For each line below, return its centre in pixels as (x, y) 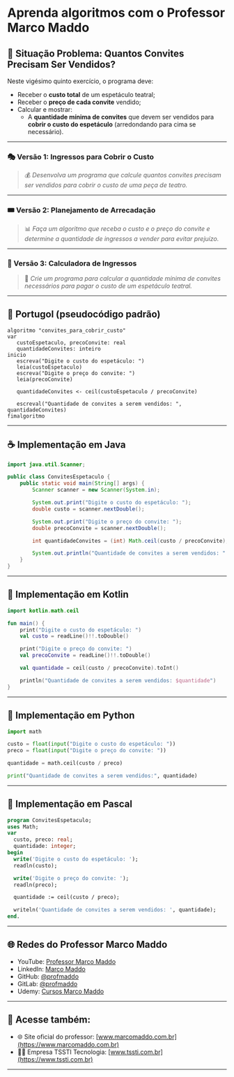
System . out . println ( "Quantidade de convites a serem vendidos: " (129, 553)
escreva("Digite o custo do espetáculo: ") (80, 361)
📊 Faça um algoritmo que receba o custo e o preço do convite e (117, 228)
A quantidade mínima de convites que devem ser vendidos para (121, 117)
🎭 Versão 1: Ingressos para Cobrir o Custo (81, 156)
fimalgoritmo (26, 416)
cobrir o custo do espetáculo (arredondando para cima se (112, 124)
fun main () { (26, 623)
